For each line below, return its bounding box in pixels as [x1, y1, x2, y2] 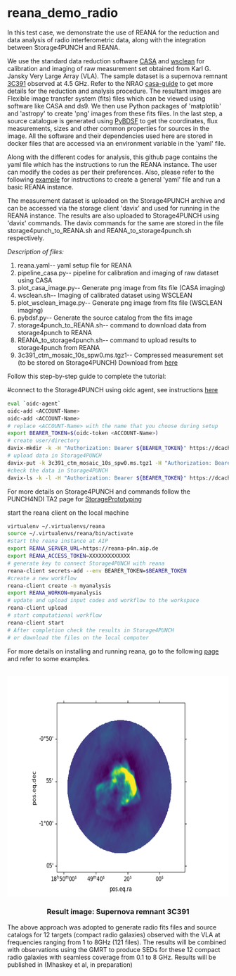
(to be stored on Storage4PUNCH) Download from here [17, 358, 178, 367]
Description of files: [7, 247, 65, 256]
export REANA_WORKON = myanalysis [7, 589, 102, 596]
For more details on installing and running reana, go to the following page [7, 646, 219, 656]
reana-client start [7, 619, 65, 626]
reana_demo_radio [7, 5, 118, 21]
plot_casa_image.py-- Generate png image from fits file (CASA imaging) [17, 283, 226, 292]
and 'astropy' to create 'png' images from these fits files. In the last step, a [7, 109, 223, 118]
